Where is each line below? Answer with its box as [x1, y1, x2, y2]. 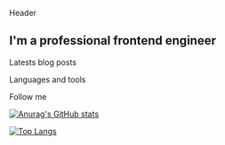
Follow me [9, 91, 47, 101]
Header [9, 8, 37, 18]
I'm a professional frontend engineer [9, 33, 216, 48]
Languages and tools [9, 74, 86, 85]
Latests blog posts [9, 57, 77, 68]
